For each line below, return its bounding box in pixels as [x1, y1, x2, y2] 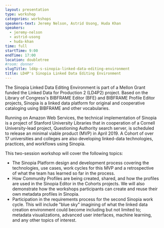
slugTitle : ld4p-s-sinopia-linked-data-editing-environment [5, 67, 130, 72]
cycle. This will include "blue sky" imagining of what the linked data [12, 202, 148, 207]
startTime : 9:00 [5, 48, 38, 53]
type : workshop [5, 12, 36, 17]
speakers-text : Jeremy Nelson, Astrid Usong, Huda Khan [5, 21, 121, 26]
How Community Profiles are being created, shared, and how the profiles [12, 175, 159, 181]
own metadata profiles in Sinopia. [12, 191, 80, 197]
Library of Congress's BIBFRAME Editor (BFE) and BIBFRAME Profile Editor [5, 95, 155, 101]
